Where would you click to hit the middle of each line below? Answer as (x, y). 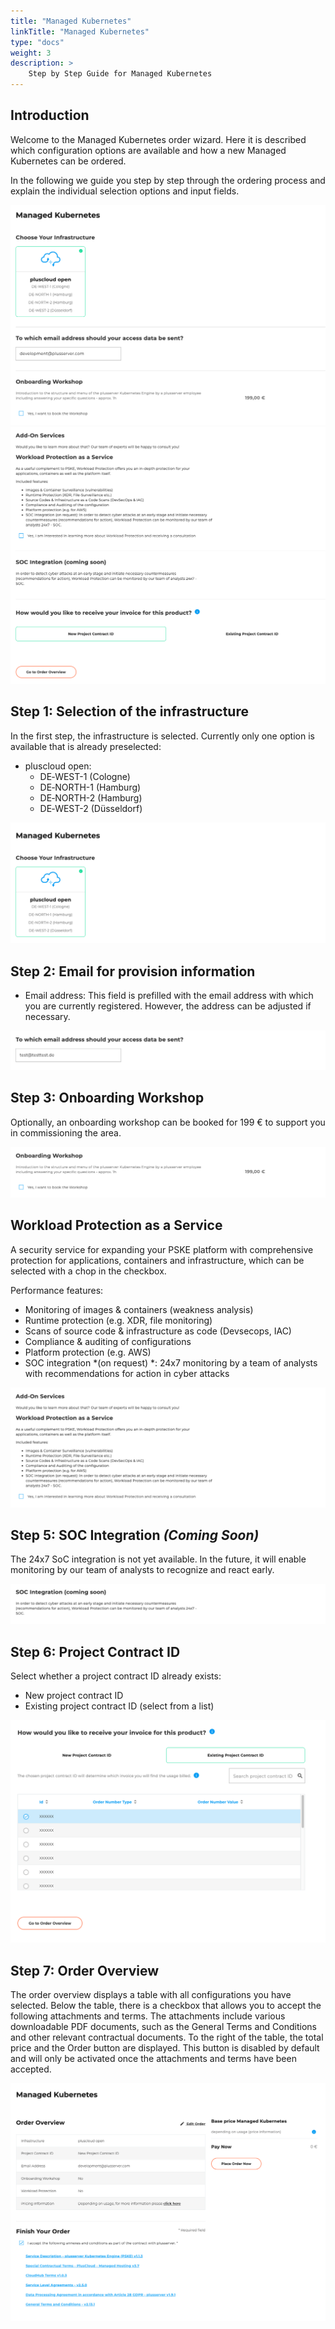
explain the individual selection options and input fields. (125, 191)
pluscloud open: (58, 766)
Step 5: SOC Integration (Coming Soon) (135, 1535)
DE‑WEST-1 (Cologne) (85, 776)
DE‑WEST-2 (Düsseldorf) (91, 808)
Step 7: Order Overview (85, 1970)
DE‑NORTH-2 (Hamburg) (91, 797)
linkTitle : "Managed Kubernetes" (80, 31)
